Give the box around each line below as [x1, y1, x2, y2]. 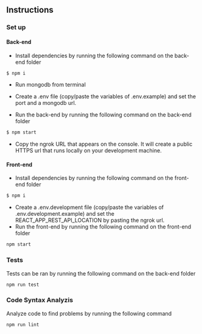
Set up [6, 23, 26, 32]
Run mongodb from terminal [15, 81, 86, 88]
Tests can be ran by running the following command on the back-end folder [6, 269, 196, 277]
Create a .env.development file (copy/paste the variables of [15, 204, 164, 211]
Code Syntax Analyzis [6, 296, 74, 304]
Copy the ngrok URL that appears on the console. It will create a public [15, 140, 193, 148]
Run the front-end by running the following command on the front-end [15, 223, 192, 230]
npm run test [6, 282, 40, 288]
